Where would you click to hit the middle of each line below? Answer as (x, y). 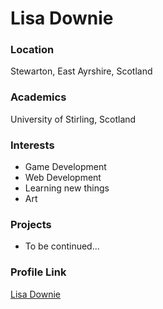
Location (32, 50)
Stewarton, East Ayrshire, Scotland (81, 71)
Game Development (65, 167)
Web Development (63, 178)
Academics (38, 97)
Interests (32, 145)
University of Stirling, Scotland (73, 119)
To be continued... (62, 246)
